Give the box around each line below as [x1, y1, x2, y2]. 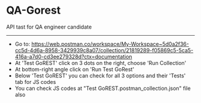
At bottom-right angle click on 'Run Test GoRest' [14, 65, 135, 73]
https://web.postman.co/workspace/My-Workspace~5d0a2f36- [31, 40, 190, 48]
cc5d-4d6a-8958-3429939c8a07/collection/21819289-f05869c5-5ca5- [14, 46, 194, 54]
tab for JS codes [14, 78, 56, 85]
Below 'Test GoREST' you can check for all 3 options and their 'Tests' [14, 72, 186, 79]
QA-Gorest [6, 4, 61, 17]
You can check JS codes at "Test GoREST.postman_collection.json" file [14, 85, 191, 92]
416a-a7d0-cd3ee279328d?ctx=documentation [14, 53, 133, 60]
